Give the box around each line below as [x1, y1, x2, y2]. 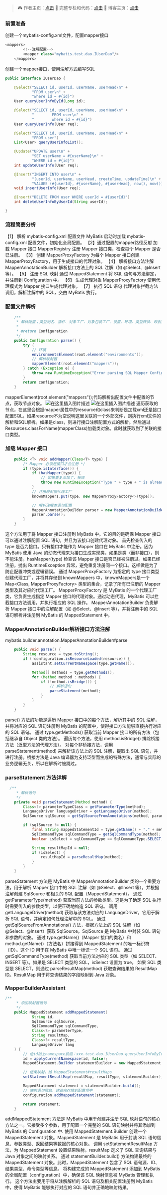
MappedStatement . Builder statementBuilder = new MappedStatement [23, 1061, 162, 1066]
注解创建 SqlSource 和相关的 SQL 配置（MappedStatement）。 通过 [5, 890, 142, 897]
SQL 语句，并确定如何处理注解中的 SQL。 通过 [10, 915, 106, 922]
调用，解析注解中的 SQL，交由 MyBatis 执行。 [5, 289, 99, 296]
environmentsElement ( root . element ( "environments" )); [31, 352, 143, 357]
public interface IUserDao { [5, 76, 66, 81]
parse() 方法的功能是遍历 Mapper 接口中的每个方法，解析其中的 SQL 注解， [5, 717, 160, 723]
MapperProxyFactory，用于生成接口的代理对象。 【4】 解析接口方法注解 [5, 258, 154, 264]
